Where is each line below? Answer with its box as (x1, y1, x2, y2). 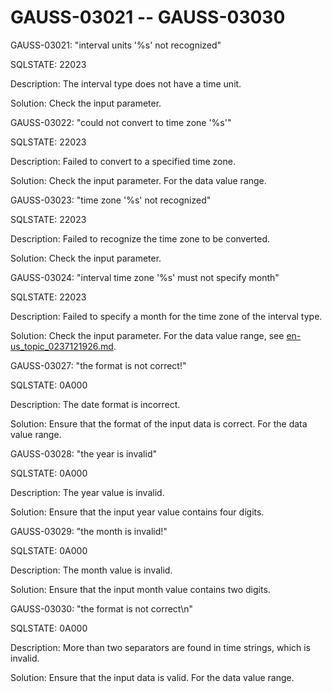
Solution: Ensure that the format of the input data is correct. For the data (10, 417, 308, 430)
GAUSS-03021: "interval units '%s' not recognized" (10, 39, 222, 51)
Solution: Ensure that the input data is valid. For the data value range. (10, 671, 295, 683)
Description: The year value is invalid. (10, 486, 165, 498)
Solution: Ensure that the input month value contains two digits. (10, 583, 271, 595)
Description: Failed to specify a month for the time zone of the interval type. (10, 310, 323, 322)
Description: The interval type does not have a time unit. (10, 77, 242, 90)
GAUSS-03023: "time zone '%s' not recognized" (10, 194, 212, 206)
